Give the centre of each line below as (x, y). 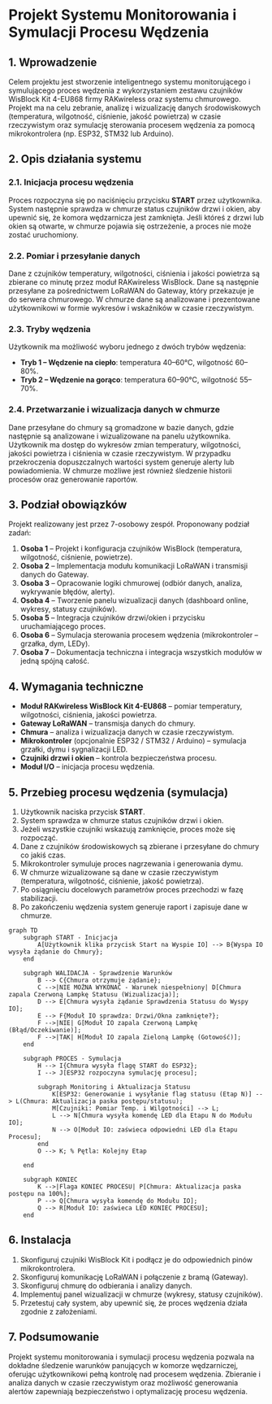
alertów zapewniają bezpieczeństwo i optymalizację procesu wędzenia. (128, 1391)
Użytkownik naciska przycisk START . (83, 812)
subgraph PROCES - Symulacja (72, 1059)
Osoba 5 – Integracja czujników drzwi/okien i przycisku (112, 618)
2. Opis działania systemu (75, 159)
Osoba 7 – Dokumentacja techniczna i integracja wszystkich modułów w (141, 652)
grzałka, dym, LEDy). (55, 643)
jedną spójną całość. (55, 661)
